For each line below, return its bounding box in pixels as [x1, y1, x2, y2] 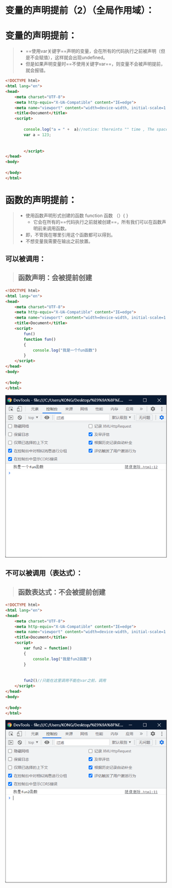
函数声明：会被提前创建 [17, 273, 92, 282]
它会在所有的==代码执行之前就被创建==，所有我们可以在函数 [33, 219, 162, 225]
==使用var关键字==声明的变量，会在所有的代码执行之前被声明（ [25, 48, 161, 54]
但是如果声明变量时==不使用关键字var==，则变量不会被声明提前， [25, 61, 165, 67]
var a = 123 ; [24, 132, 52, 137]
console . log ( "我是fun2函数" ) [32, 656, 92, 662]
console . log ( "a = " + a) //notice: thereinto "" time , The [24, 127, 155, 132]
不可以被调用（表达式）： [5, 569, 83, 578]
